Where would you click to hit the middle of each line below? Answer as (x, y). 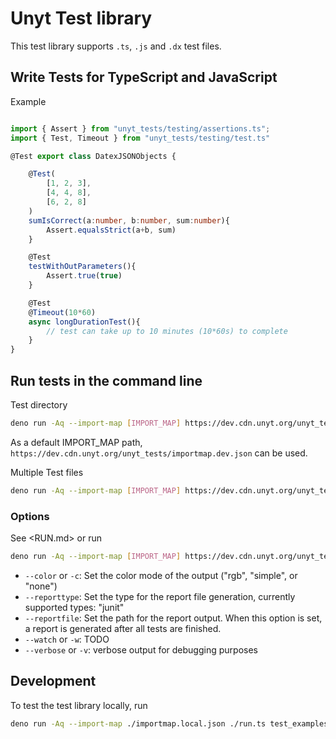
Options (30, 516)
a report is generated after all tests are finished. (123, 628)
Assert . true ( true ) (84, 276)
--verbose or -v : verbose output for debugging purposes (141, 649)
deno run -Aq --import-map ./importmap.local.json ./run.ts (138, 723)
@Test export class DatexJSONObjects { (93, 156)
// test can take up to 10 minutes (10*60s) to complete (167, 331)
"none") (41, 586)
